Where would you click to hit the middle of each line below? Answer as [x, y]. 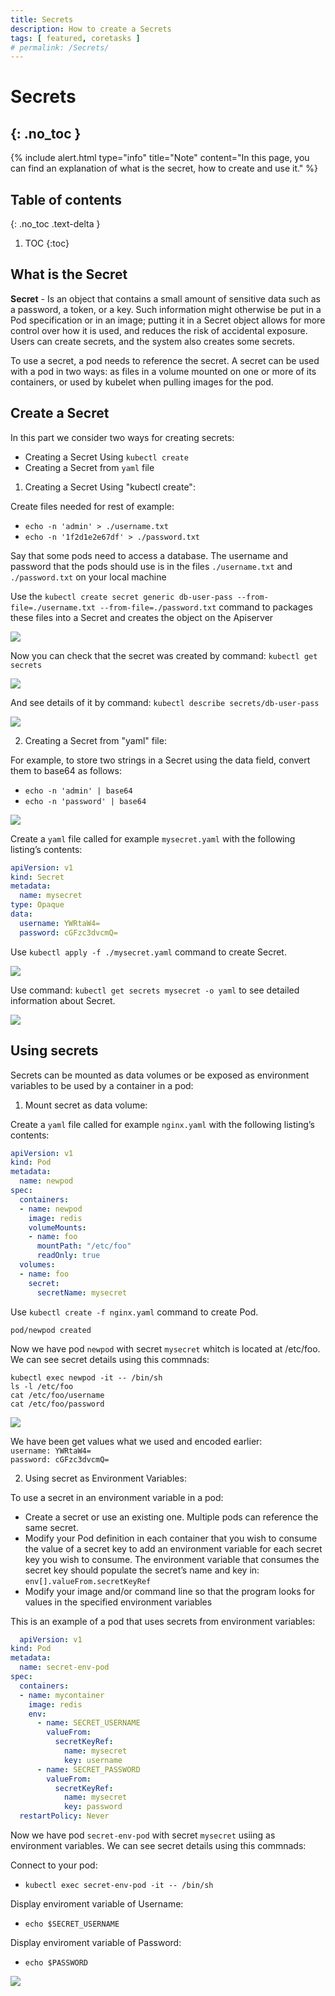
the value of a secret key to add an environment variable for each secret [173, 1548]
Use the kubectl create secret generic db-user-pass [121, 596]
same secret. [51, 1527]
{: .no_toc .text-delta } [55, 224]
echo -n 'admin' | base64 [78, 791]
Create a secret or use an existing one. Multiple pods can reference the [171, 1517]
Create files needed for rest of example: [92, 506]
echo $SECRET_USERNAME [72, 1924]
